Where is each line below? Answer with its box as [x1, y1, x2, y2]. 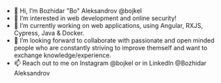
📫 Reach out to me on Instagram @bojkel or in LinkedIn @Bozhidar [13, 59, 207, 67]
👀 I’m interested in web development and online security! [13, 14, 177, 22]
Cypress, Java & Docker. [13, 29, 85, 37]
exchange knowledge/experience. [13, 51, 112, 59]
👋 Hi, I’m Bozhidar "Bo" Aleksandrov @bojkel [13, 7, 142, 15]
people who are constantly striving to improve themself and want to [13, 44, 208, 52]
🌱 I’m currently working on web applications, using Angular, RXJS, [13, 22, 204, 29]
